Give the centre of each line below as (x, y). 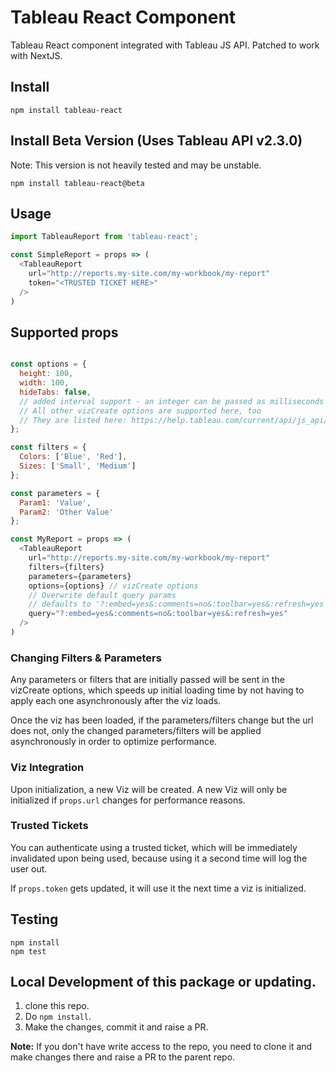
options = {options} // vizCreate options (113, 586)
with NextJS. (36, 55)
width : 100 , (44, 383)
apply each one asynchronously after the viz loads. (116, 701)
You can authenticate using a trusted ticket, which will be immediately (154, 847)
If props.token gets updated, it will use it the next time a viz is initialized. (158, 888)
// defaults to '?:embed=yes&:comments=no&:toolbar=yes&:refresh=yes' (178, 604)
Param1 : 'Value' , (55, 502)
